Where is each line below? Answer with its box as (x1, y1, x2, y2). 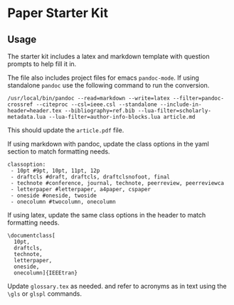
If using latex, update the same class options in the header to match (7, 211, 206, 219)
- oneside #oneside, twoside (10, 192, 97, 199)
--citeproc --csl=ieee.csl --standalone (36, 101, 158, 108)
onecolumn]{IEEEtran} (14, 269, 78, 277)
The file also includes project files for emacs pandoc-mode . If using (7, 73, 199, 82)
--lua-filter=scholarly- (137, 107, 212, 114)
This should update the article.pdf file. (7, 126, 124, 134)
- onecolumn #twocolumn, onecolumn (10, 198, 116, 205)
